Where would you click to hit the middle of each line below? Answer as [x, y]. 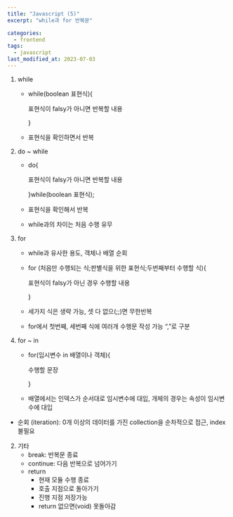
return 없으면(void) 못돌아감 [77, 506]
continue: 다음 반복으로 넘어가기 [72, 463]
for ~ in [28, 340]
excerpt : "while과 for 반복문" [50, 20]
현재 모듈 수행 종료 [64, 480]
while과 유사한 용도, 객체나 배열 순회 [78, 253]
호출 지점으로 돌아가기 [69, 488]
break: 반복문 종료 [53, 454]
